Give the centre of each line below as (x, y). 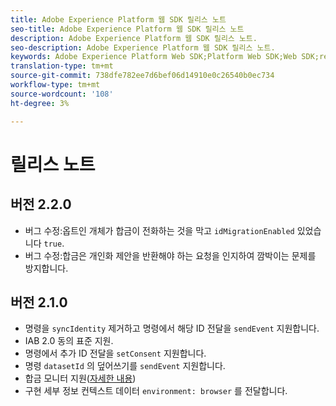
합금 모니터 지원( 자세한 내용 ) (80, 378)
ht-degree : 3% (40, 103)
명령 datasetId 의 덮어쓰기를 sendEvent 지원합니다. (125, 366)
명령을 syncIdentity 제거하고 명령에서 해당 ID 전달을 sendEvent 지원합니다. (172, 328)
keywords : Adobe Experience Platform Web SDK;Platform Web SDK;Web (154, 57)
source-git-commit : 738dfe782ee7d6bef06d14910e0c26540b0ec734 (142, 76)
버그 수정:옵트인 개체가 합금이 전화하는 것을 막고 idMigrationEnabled (159, 230)
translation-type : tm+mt (62, 66)
